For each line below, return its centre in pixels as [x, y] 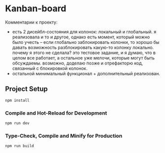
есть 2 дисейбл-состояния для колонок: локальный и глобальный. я [84, 31]
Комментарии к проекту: [31, 22]
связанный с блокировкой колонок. [50, 68]
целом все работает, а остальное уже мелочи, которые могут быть [83, 58]
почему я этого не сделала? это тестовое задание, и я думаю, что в [84, 53]
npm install [17, 100]
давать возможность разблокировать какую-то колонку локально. [83, 47]
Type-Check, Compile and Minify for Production [64, 136]
